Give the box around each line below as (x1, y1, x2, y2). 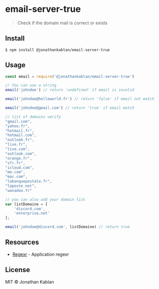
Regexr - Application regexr (12, 251, 70, 257)
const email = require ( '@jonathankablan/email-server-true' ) (5, 74, 135, 79)
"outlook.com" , (5, 151, 37, 156)
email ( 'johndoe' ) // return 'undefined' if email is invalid (5, 88, 135, 93)
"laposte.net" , (5, 183, 37, 189)
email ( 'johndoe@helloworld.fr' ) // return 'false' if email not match (5, 97, 155, 102)
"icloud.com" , (5, 165, 35, 170)
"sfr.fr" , (5, 160, 26, 166)
